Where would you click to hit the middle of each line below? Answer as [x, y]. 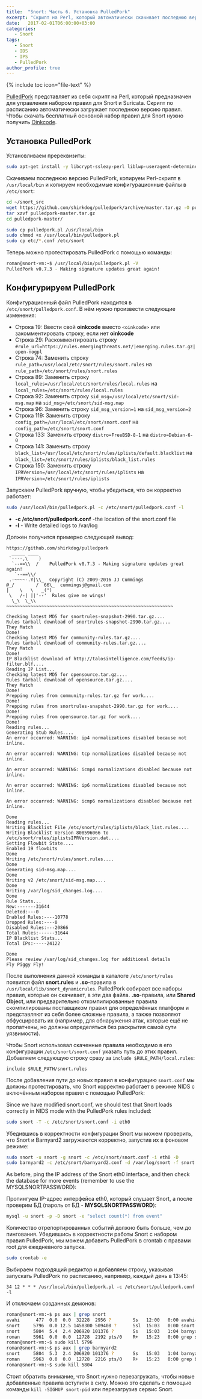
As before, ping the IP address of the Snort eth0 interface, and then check [98, 1174]
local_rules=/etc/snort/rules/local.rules [69, 390]
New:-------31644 [28, 906]
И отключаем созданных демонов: [51, 1303]
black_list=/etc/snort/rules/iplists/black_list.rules [85, 459]
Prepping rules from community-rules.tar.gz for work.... [80, 696]
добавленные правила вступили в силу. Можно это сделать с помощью [99, 1383]
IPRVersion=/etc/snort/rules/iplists [62, 479]
